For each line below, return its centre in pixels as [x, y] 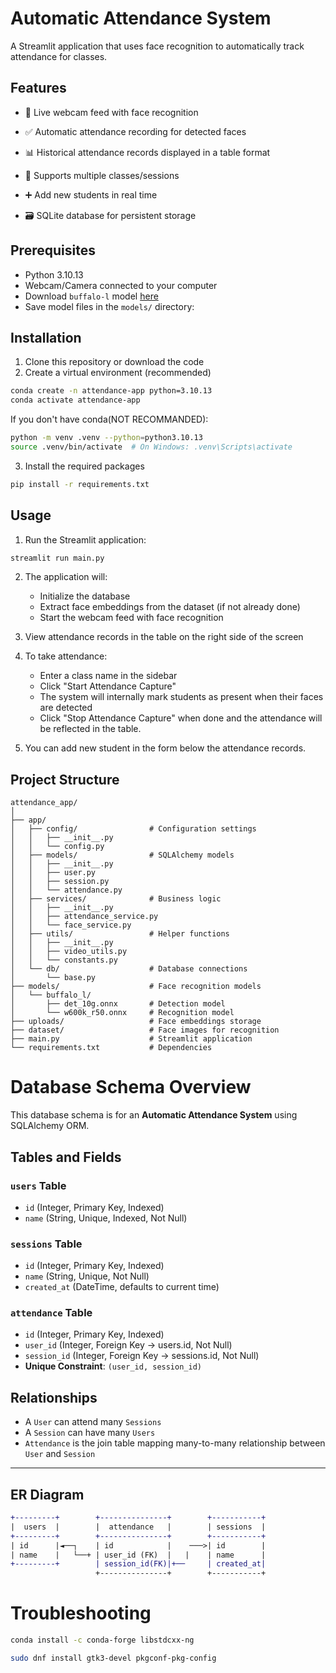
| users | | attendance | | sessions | [138, 1527]
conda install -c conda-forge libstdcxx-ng [102, 1640]
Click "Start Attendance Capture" [108, 686]
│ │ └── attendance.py [66, 890]
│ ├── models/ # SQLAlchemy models [122, 855]
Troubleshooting [81, 1613]
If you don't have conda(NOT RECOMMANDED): [109, 419]
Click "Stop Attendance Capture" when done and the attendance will [181, 718]
